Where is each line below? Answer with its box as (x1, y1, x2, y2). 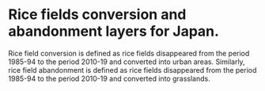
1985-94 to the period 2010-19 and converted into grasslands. (8, 74, 211, 83)
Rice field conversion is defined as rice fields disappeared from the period (8, 48, 250, 58)
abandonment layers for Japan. (8, 22, 220, 40)
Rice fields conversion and (8, 6, 187, 24)
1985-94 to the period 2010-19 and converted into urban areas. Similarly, (8, 57, 245, 66)
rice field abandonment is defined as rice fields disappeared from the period (8, 65, 257, 74)
